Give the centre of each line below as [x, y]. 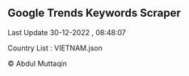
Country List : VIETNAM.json [55, 48]
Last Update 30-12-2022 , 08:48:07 [67, 32]
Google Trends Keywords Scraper [94, 13]
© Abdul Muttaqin [38, 63]
